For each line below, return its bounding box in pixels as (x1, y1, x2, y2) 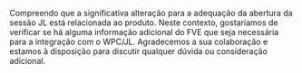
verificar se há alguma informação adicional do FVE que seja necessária (9, 27, 279, 37)
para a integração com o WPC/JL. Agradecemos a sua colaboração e (9, 36, 268, 47)
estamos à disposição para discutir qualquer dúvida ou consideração (9, 46, 268, 57)
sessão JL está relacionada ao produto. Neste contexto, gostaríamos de (9, 17, 278, 28)
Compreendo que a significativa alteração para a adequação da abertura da (9, 8, 293, 18)
